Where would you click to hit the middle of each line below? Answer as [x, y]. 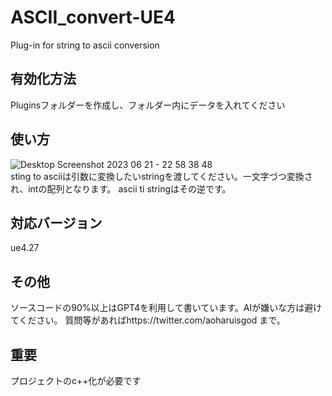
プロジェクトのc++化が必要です [76, 380]
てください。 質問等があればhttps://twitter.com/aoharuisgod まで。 [148, 320]
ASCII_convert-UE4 [93, 17]
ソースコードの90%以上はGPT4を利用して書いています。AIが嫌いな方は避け [166, 308]
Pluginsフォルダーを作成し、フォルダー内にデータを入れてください [148, 105]
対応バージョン [56, 222]
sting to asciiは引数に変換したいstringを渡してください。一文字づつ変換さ [161, 176]
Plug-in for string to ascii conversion [85, 45]
